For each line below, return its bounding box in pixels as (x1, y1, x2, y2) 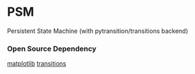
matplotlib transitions (7, 60, 66, 68)
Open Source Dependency (7, 44, 97, 53)
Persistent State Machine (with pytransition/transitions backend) (7, 27, 188, 35)
